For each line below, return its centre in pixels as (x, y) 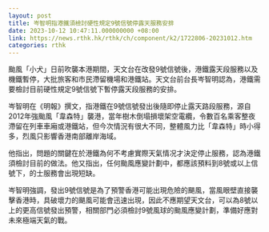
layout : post (30, 16)
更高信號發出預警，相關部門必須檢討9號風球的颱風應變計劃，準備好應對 (140, 210)
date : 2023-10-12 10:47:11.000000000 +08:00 (84, 30)
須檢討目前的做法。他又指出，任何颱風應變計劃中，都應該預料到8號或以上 (130, 163)
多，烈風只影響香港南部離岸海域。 (64, 136)
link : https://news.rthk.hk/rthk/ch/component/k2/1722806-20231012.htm (130, 38)
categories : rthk (37, 46)
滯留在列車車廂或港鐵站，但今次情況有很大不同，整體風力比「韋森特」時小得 (134, 126)
